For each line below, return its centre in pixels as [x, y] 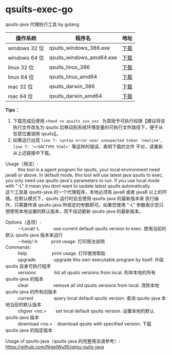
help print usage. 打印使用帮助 [62, 253]
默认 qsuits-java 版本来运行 [34, 235]
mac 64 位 [21, 96]
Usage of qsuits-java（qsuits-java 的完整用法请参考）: [63, 341]
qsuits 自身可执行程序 [28, 266]
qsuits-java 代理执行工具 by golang [42, 24]
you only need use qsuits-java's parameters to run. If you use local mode [83, 180]
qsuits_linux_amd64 [73, 76]
